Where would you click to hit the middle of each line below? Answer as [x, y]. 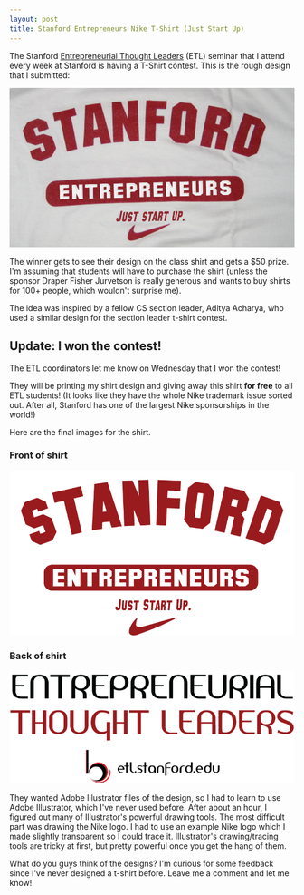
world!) [23, 414]
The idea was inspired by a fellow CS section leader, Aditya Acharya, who [147, 307]
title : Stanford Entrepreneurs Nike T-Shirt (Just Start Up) [127, 29]
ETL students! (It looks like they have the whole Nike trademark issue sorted [151, 395]
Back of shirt [38, 656]
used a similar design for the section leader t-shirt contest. [119, 317]
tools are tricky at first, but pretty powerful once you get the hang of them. [148, 846]
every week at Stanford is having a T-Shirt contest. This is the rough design [150, 65]
